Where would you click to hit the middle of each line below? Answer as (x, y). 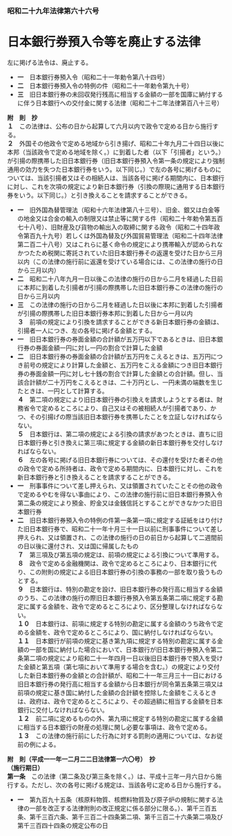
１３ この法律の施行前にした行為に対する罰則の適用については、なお (117, 735)
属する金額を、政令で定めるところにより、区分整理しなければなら (123, 606)
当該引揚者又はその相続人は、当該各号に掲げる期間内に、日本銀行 (130, 178)
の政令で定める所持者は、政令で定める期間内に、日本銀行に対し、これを (120, 468)
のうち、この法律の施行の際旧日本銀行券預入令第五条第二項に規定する (117, 597)
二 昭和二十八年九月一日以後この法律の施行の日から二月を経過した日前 (120, 279)
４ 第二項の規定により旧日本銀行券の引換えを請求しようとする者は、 (117, 399)
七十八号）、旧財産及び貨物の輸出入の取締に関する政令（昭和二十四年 (115, 227)
